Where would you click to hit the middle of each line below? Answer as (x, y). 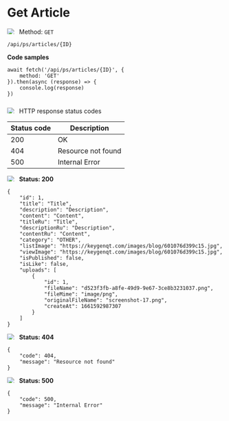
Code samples (28, 57)
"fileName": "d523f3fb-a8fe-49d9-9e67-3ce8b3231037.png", (129, 288)
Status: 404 (36, 337)
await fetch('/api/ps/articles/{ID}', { (66, 70)
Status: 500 (36, 380)
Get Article (39, 13)
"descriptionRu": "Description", (67, 228)
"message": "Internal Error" (61, 405)
